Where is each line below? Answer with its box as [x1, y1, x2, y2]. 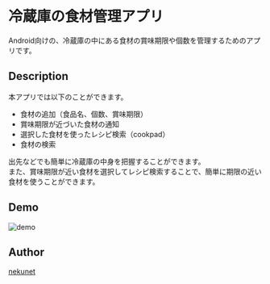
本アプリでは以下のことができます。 [8, 92, 128, 102]
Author [8, 245, 44, 259]
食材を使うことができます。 [8, 177, 100, 186]
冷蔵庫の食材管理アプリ [8, 7, 164, 26]
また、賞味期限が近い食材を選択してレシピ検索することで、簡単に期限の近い [8, 166, 262, 176]
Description [8, 69, 69, 83]
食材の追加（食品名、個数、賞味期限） [19, 109, 147, 119]
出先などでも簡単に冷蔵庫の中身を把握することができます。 [8, 157, 206, 166]
